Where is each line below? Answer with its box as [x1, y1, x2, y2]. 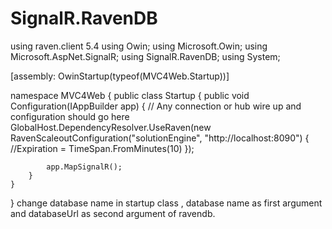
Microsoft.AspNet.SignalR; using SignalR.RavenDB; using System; [10, 50, 281, 62]
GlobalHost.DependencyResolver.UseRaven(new [10, 121, 212, 133]
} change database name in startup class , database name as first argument [10, 197, 323, 209]
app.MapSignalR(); [46, 162, 123, 172]
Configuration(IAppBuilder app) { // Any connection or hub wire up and [10, 100, 302, 112]
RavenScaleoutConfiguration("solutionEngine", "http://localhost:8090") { [10, 132, 310, 144]
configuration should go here [10, 110, 130, 122]
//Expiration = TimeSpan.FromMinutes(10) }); [10, 142, 195, 154]
